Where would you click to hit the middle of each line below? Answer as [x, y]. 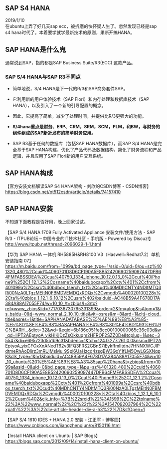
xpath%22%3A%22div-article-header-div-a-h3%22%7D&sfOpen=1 [75, 409]
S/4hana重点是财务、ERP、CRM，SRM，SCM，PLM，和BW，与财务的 [86, 126]
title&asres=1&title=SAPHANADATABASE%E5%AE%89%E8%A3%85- [77, 319]
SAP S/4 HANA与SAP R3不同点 [43, 77]
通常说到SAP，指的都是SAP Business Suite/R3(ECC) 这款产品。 [70, 62]
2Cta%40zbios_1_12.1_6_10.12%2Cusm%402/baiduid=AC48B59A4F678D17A [83, 298]
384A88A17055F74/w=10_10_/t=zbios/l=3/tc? [51, 303]
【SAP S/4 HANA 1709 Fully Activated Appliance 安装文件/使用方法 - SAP [80, 232]
